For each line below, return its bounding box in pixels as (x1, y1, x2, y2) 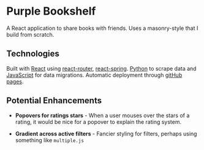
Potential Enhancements (6, 96, 102, 106)
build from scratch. (6, 30, 55, 38)
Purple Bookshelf (6, 4, 96, 18)
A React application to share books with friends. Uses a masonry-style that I (6, 24, 198, 32)
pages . (6, 77, 24, 85)
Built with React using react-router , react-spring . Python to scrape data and (6, 65, 197, 72)
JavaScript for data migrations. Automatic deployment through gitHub (6, 71, 183, 79)
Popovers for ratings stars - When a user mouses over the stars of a (15, 112, 190, 119)
